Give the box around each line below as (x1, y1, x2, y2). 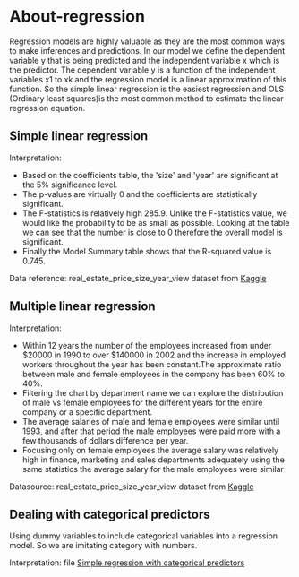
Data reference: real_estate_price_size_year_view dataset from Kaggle (9, 272, 267, 283)
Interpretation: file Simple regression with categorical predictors (9, 557, 245, 568)
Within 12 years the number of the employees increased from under (21, 340, 272, 350)
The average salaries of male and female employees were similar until (21, 416, 280, 426)
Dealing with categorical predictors (9, 506, 210, 521)
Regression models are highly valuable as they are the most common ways (9, 36, 285, 47)
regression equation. (9, 102, 86, 113)
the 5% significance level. (21, 179, 118, 190)
